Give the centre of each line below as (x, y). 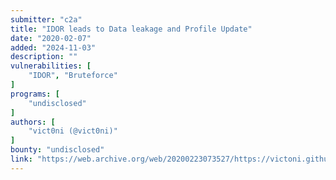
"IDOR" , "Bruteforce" (73, 76)
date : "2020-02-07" (51, 38)
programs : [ (35, 94)
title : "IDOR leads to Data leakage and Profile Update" (131, 29)
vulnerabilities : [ (51, 66)
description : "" (44, 57)
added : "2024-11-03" (53, 47)
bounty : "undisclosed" (57, 150)
